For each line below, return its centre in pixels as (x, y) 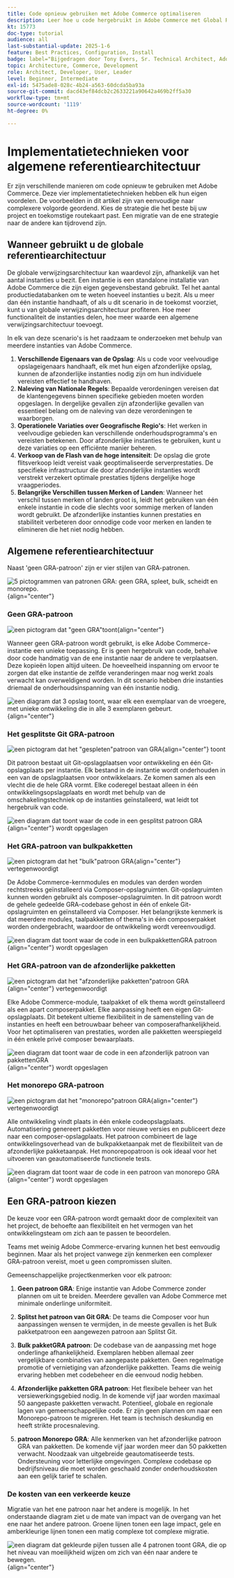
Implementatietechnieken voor (98, 151)
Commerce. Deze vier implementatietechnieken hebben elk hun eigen (107, 193)
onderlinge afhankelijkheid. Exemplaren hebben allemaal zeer (106, 1352)
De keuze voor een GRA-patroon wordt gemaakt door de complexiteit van (113, 1218)
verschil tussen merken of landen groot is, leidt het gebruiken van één (118, 499)
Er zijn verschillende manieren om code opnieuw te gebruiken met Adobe (112, 186)
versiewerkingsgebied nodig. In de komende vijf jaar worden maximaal (119, 1395)
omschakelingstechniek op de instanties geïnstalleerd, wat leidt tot (103, 799)
